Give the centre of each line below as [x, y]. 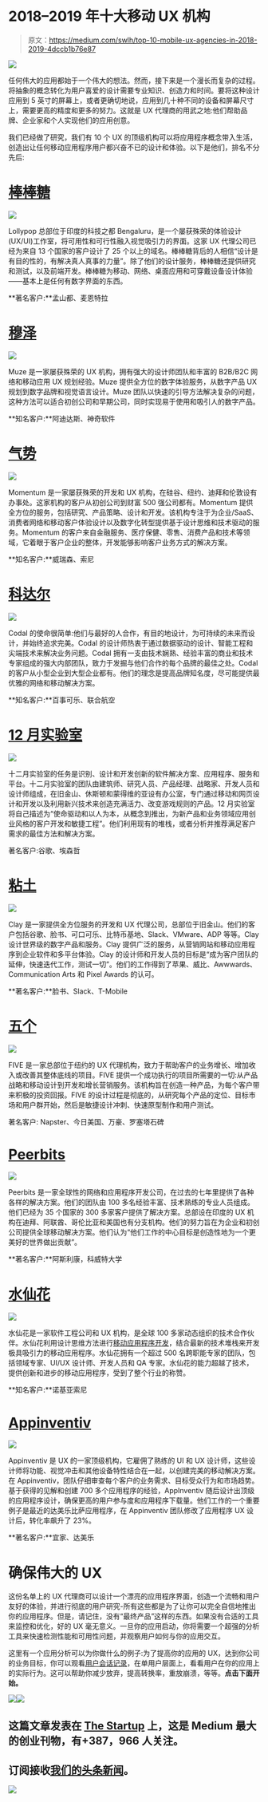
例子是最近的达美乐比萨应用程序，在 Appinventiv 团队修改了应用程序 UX [126, 1511]
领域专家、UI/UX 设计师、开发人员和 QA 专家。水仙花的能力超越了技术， [134, 1363]
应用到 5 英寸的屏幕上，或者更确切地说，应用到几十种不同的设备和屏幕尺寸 [131, 100]
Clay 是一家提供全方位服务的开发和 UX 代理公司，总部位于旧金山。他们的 [128, 924]
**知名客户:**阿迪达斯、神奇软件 [62, 418]
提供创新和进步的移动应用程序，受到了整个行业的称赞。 [99, 1373]
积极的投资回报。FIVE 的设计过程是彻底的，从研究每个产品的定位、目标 [132, 1095]
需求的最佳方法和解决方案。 [54, 833]
